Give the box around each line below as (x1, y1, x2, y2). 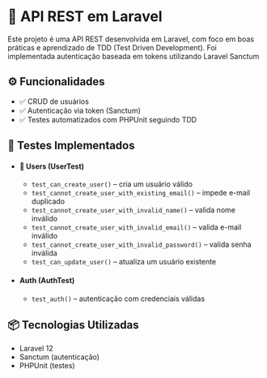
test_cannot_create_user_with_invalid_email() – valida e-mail (31, 222, 242, 232)
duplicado (31, 196, 66, 206)
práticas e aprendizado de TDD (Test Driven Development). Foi (7, 42, 218, 52)
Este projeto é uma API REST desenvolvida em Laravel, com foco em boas (7, 34, 255, 44)
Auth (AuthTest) (19, 275, 75, 285)
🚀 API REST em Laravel (7, 7, 163, 26)
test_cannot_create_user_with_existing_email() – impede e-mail (31, 188, 251, 198)
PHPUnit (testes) (19, 361, 75, 371)
